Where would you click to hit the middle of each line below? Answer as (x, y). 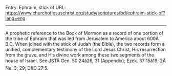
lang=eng (15, 18)
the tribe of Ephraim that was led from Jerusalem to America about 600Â (82, 39)
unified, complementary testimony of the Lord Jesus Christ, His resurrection (86, 49)
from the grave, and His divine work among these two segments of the (80, 55)
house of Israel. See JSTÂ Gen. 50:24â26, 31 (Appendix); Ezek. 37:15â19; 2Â (86, 61)
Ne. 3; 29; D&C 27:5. (27, 68)
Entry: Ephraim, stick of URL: (36, 7)
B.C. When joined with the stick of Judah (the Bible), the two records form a (85, 44)
